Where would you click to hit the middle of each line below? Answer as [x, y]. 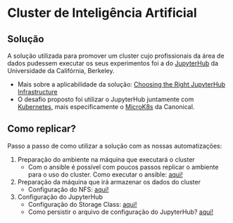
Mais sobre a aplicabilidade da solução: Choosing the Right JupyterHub [121, 84]
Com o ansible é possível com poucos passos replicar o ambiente [123, 167]
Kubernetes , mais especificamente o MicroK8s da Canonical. [106, 107]
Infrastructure [37, 92]
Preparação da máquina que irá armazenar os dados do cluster [109, 181]
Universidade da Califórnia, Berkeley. [61, 71]
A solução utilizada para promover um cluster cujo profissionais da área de [116, 56]
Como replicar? [42, 129]
